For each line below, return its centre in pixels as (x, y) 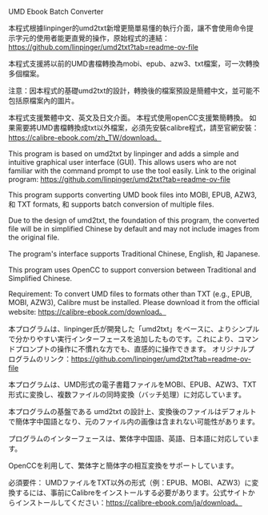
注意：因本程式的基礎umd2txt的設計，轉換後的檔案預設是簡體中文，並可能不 (134, 91)
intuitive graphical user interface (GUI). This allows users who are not (122, 162)
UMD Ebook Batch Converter (56, 12)
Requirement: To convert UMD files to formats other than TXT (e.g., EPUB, (130, 294)
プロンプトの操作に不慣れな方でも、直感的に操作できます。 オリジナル (131, 349)
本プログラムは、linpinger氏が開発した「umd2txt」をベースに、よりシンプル (134, 329)
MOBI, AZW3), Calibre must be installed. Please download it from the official (134, 302)
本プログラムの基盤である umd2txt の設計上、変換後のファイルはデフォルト (133, 411)
